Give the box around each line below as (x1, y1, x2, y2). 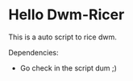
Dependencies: (8, 47, 59, 57)
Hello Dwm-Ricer (8, 6, 125, 24)
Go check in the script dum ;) (19, 63, 117, 73)
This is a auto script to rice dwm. (8, 32, 117, 42)
